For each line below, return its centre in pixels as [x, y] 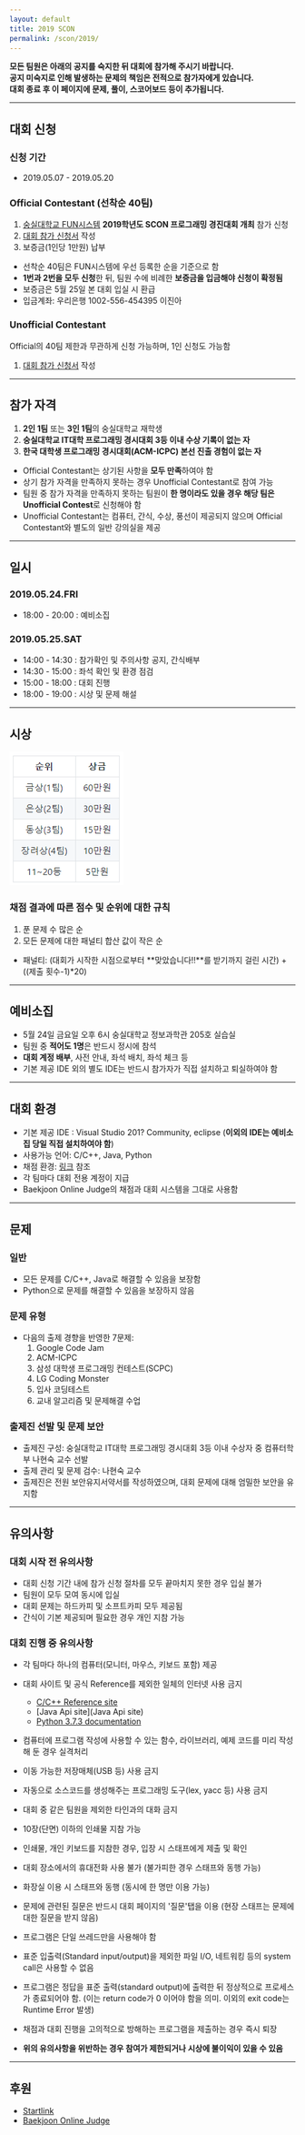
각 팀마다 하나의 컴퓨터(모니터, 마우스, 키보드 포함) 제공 [120, 1665]
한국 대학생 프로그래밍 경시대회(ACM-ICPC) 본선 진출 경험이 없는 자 [142, 451]
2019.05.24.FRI [44, 594]
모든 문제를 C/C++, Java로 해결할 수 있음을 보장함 [112, 1279]
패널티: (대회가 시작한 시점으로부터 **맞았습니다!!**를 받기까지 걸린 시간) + [155, 960]
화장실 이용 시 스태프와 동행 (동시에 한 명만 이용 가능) [116, 1887]
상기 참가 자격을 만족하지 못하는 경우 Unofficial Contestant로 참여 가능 [148, 482]
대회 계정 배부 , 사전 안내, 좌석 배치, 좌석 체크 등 [105, 1057]
